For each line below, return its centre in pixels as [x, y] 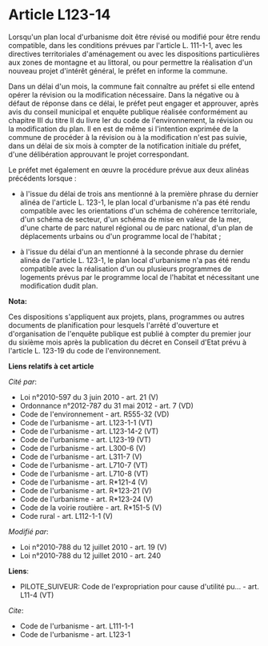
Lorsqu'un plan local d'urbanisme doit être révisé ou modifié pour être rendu [134, 37]
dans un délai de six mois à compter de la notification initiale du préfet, [125, 146]
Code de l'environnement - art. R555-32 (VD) [94, 414]
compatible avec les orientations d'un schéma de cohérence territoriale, [138, 210]
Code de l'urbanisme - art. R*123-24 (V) [86, 499]
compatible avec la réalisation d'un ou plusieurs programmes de [126, 269]
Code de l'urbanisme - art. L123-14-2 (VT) [89, 431]
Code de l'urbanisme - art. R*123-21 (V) [86, 490]
